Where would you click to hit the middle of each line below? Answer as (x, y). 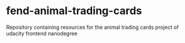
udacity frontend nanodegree (42, 33)
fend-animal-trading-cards (74, 11)
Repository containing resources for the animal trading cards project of (92, 27)
